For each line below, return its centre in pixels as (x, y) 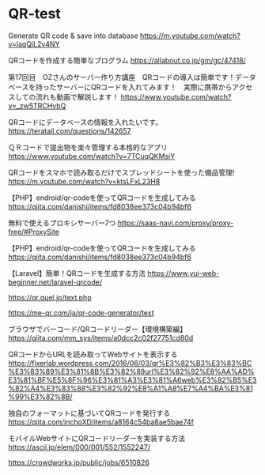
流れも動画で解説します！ (77, 96)
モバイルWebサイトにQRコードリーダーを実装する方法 (97, 438)
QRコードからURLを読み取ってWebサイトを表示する (93, 354)
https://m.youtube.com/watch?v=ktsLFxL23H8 (84, 181)
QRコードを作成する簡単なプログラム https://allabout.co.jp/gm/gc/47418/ (127, 60)
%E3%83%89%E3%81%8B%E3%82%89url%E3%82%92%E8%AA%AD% (131, 371)
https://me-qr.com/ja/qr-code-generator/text (81, 312)
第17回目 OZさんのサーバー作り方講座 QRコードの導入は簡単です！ (122, 77)
